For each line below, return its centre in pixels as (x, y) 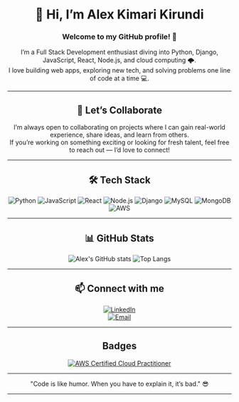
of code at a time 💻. (119, 78)
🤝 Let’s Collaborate (119, 110)
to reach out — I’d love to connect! (119, 150)
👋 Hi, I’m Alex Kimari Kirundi (119, 15)
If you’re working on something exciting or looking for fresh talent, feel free (119, 142)
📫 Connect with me (119, 289)
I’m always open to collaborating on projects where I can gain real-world (119, 127)
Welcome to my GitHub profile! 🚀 (119, 37)
